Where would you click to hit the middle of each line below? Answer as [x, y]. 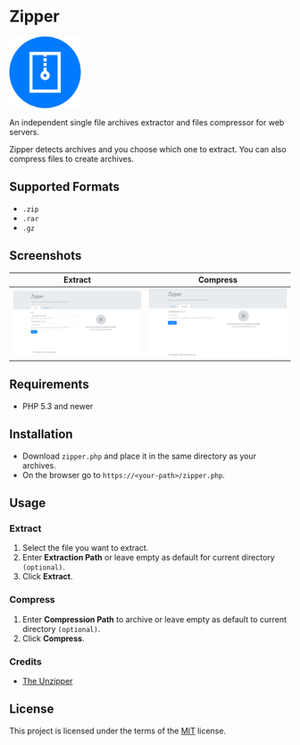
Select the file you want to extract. [85, 548]
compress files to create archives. [71, 158]
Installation [41, 435]
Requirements [49, 385]
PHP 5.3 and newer [58, 406]
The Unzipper [47, 681]
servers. [25, 132]
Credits [25, 662]
